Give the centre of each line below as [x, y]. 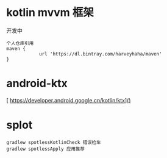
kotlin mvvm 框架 [50, 13]
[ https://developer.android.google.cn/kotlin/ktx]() [69, 100]
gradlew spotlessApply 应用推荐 [46, 149]
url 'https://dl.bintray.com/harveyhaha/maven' [101, 54]
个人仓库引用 [20, 43]
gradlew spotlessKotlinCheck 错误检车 [54, 142]
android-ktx [37, 84]
